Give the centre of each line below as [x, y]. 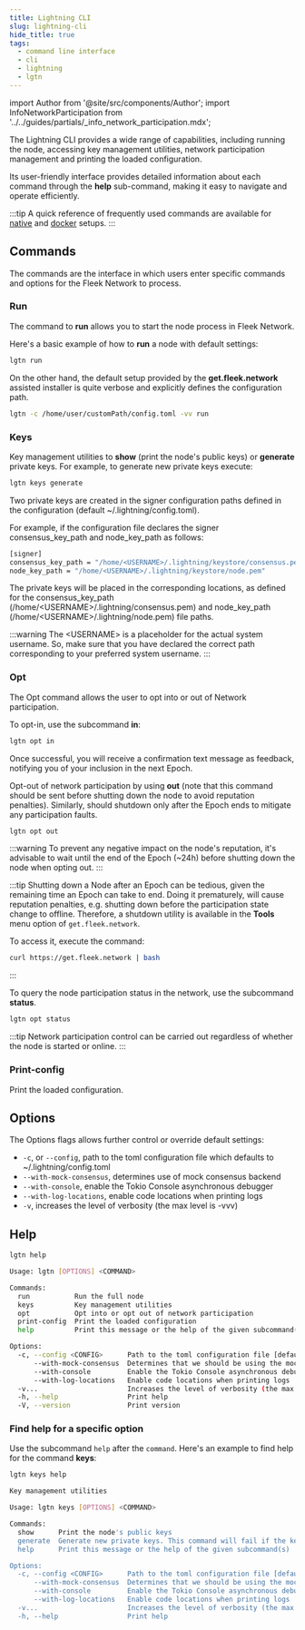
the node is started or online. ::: [68, 1046]
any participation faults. [54, 814]
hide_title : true [42, 34]
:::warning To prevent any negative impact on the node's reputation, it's [143, 849]
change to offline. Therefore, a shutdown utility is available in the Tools [142, 914]
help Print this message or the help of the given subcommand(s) [154, 1549]
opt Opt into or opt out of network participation [136, 1313]
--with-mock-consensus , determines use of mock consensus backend [152, 1177]
